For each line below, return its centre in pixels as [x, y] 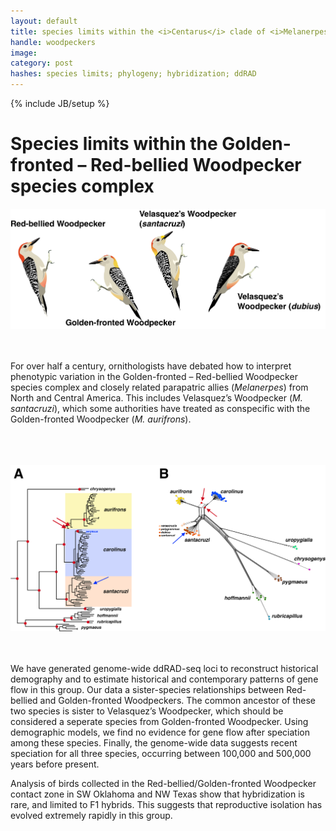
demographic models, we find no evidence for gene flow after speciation [160, 732]
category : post [42, 63]
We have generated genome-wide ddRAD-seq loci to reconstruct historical [164, 668]
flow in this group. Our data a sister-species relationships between [147, 689]
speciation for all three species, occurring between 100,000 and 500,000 [161, 753]
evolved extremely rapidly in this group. [91, 815]
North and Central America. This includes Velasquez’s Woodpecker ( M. [156, 397]
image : [24, 53]
